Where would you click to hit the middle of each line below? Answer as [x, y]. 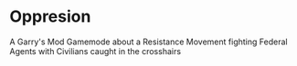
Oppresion [50, 17]
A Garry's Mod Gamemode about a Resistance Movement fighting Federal [148, 42]
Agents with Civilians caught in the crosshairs [95, 51]
